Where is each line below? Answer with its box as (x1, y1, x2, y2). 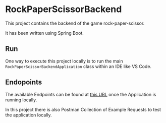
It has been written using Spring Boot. (5, 30, 84, 36)
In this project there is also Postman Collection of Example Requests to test (5, 106, 161, 112)
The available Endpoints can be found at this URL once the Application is (5, 91, 156, 97)
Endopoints (5, 78, 42, 87)
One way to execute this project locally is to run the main (5, 58, 124, 64)
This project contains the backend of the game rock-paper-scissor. (5, 20, 145, 26)
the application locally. (5, 112, 52, 118)
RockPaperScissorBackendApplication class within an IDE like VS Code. (5, 63, 152, 69)
